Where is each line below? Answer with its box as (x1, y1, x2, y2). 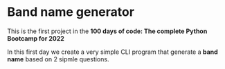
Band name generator (7, 4, 135, 20)
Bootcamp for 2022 (7, 34, 64, 42)
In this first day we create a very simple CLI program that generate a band (7, 48, 218, 56)
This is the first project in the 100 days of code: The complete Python (7, 27, 208, 35)
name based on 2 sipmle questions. (7, 55, 109, 63)
